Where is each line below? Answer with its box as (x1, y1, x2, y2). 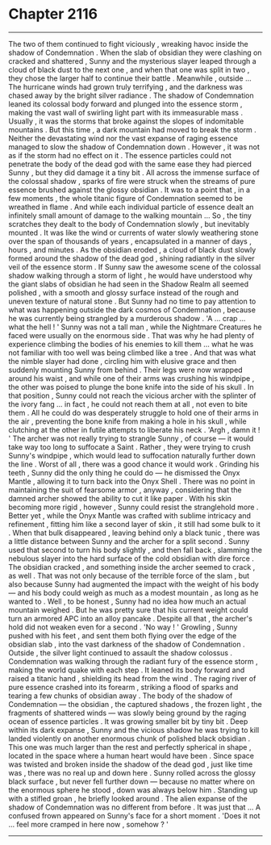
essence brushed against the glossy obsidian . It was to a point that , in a (8, 185, 250, 195)
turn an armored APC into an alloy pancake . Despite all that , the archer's (8, 613, 252, 623)
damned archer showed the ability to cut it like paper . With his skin (8, 493, 232, 503)
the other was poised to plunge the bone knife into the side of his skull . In (8, 382, 254, 391)
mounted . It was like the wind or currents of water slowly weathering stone (8, 228, 259, 237)
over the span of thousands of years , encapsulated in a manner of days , (8, 236, 252, 246)
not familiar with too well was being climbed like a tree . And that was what (8, 348, 256, 358)
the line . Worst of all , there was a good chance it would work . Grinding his (8, 459, 260, 469)
